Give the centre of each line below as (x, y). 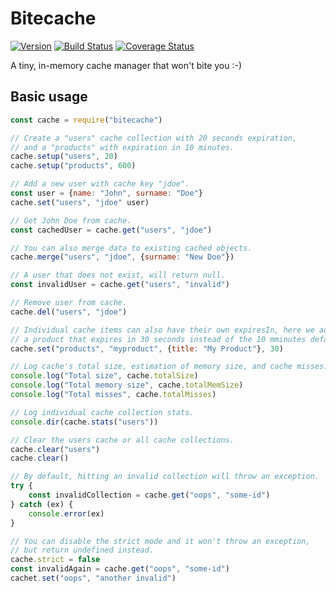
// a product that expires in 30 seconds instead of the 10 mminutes (158, 339)
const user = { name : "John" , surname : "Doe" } (106, 193)
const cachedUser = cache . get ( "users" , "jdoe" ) (111, 230)
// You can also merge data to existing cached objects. (131, 248)
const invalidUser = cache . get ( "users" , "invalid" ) (120, 285)
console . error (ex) (66, 513)
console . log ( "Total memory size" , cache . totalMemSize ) (127, 385)
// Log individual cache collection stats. (102, 412)
